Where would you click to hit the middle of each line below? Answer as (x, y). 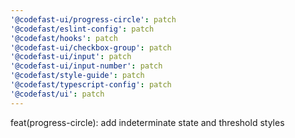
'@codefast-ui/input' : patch (71, 57)
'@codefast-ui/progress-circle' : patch (93, 19)
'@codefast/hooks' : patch (64, 38)
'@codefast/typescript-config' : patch (91, 85)
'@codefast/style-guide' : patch (77, 76)
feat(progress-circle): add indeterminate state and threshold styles (147, 122)
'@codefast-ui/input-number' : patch (86, 66)
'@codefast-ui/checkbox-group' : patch (91, 47)
